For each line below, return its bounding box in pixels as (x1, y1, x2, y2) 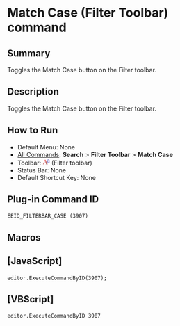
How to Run (7, 124, 58, 136)
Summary (7, 47, 51, 59)
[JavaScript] (7, 255, 63, 267)
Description (7, 85, 59, 98)
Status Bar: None (17, 165, 67, 174)
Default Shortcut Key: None (17, 173, 96, 181)
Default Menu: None (17, 142, 75, 151)
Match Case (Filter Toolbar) (7, 5, 169, 21)
